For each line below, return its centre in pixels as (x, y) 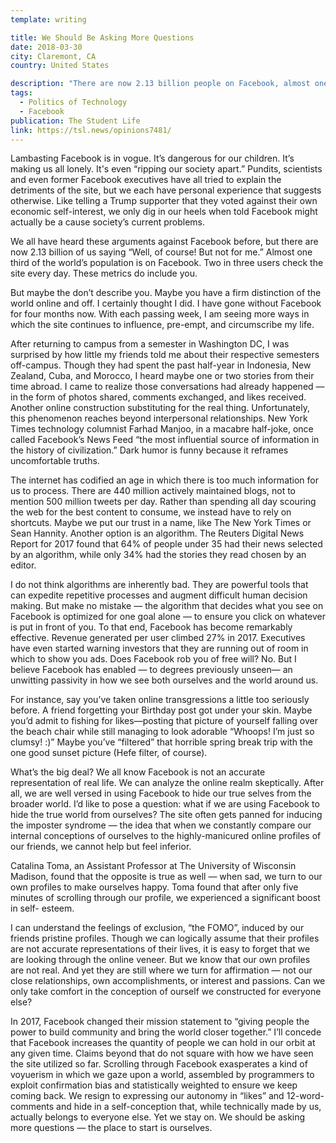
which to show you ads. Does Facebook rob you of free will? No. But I (153, 659)
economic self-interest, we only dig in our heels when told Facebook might (164, 212)
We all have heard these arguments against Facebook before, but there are (164, 242)
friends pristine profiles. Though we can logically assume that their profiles (165, 938)
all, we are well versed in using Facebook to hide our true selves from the (161, 793)
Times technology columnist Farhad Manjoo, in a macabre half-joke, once (162, 429)
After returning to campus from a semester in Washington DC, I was (150, 344)
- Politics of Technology (73, 102)
